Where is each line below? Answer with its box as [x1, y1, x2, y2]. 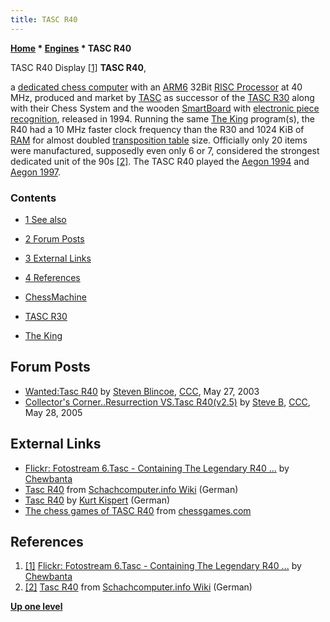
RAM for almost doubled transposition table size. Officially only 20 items [10, 134, 308, 146]
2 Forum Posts [24, 232, 85, 245]
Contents [10, 191, 57, 205]
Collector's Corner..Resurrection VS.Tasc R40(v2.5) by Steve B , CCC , [24, 396, 311, 408]
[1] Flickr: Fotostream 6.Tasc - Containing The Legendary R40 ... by [24, 560, 302, 572]
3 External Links [24, 252, 92, 264]
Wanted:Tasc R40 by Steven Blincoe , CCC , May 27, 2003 [24, 385, 260, 397]
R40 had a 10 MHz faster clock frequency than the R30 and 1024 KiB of [10, 123, 305, 135]
